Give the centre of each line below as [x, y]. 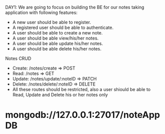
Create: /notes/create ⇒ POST [44, 68]
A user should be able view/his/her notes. [55, 38]
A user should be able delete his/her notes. [57, 49]
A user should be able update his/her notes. [58, 43]
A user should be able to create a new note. [57, 33]
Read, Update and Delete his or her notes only [60, 95]
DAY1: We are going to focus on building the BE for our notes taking [75, 7]
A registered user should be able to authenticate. [63, 27]
